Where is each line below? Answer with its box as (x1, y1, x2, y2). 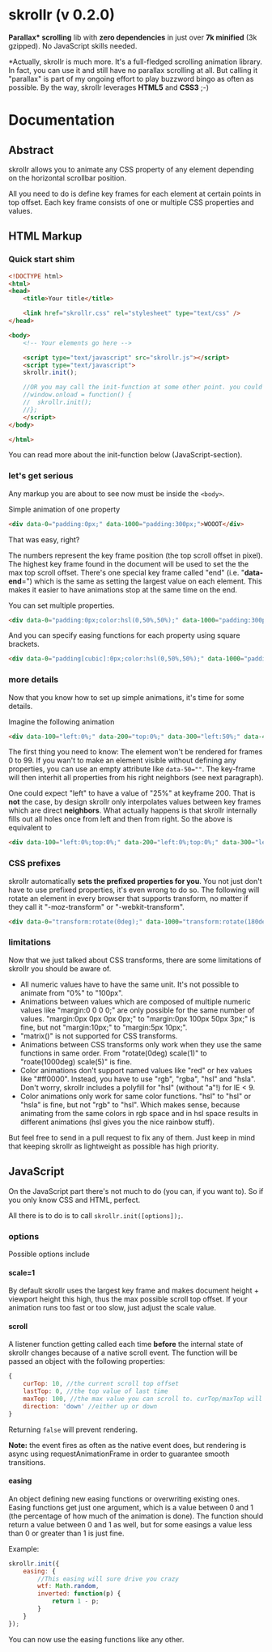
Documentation (8, 111, 116, 130)
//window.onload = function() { (23, 391, 132, 399)
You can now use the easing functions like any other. (8, 1634, 185, 1644)
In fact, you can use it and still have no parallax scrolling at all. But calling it (8, 65, 257, 74)
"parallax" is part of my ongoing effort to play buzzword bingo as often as (8, 74, 254, 83)
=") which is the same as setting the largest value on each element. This (21, 576, 262, 586)
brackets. (8, 639, 40, 649)
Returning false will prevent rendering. (8, 1425, 138, 1434)
